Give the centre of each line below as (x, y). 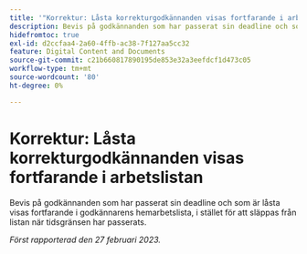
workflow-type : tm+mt (51, 69)
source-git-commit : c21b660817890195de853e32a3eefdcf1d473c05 (130, 60)
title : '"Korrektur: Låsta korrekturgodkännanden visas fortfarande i (147, 18)
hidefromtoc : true (44, 35)
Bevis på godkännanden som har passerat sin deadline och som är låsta (145, 202)
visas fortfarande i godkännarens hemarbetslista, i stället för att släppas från (153, 212)
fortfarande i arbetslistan (106, 177)
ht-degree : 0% (37, 86)
